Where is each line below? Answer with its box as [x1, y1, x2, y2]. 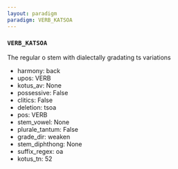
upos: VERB [17, 74, 51, 82]
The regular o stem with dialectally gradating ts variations [7, 53, 171, 61]
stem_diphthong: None [17, 139, 82, 148]
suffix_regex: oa [17, 147, 64, 155]
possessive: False [17, 88, 69, 97]
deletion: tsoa [17, 103, 57, 111]
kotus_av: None [17, 81, 62, 90]
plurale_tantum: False [17, 125, 78, 133]
